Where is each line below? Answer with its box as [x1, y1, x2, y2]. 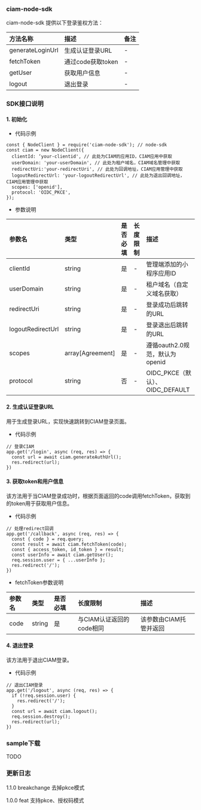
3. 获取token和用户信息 [6, 478, 64, 485]
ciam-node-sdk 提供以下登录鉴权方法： [6, 19, 103, 26]
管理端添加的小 [146, 260, 188, 268]
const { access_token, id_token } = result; [11, 546, 124, 552]
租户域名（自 [146, 280, 182, 289]
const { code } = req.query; [11, 536, 84, 542]
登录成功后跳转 [146, 301, 188, 309]
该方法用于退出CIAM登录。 [6, 657, 73, 664]
